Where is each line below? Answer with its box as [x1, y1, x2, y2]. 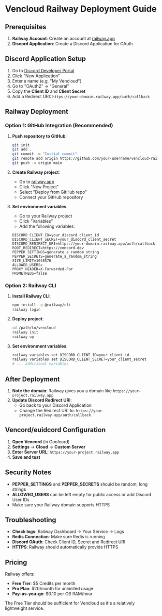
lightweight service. [5, 605, 44, 611]
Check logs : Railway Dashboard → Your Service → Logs [12, 529, 124, 534]
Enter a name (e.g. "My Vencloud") [12, 78, 82, 83]
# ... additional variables [12, 362, 69, 366]
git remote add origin [12, 156, 58, 161]
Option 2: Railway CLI [5, 282, 57, 289]
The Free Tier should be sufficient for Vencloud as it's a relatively [5, 600, 135, 606]
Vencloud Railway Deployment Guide [5, 3, 157, 15]
